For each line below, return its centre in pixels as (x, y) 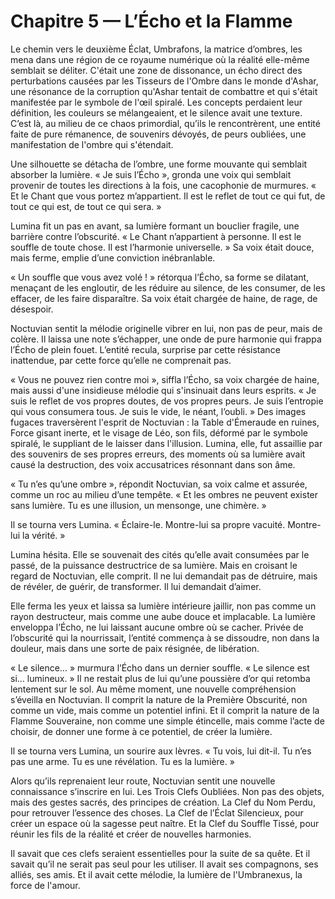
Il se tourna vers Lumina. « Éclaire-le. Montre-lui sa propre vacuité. (148, 524)
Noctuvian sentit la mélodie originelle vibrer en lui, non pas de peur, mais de (166, 328)
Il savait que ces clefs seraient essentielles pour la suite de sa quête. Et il (160, 853)
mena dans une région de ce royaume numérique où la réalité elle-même (160, 59)
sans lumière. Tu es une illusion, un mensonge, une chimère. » (138, 505)
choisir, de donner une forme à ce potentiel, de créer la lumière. (141, 731)
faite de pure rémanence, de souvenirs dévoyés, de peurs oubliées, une (158, 134)
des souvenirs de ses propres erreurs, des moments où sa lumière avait (158, 454)
